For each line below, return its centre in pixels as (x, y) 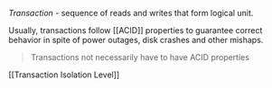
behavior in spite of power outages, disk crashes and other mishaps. (136, 40)
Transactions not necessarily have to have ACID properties (140, 57)
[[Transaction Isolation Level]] (64, 75)
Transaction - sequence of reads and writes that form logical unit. (131, 13)
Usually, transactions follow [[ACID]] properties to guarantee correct (136, 30)
